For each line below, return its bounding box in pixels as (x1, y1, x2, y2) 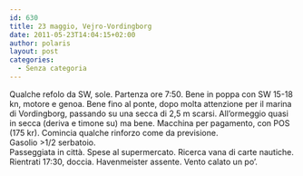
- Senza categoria (17, 64, 88, 73)
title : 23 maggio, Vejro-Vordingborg (9, 22, 152, 31)
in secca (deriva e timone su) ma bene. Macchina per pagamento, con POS (9, 117, 290, 128)
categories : (9, 55, 54, 64)
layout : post (9, 47, 59, 56)
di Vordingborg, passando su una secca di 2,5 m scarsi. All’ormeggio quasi (9, 108, 288, 119)
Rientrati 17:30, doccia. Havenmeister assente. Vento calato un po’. (9, 156, 259, 167)
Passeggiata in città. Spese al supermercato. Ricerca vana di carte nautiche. (9, 146, 295, 157)
